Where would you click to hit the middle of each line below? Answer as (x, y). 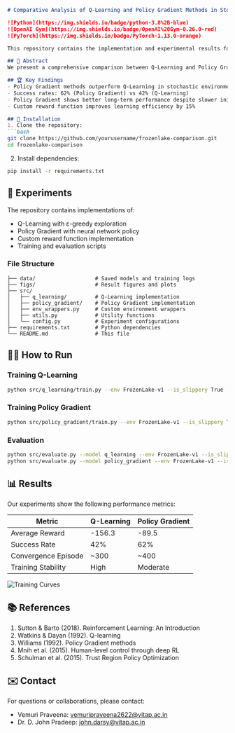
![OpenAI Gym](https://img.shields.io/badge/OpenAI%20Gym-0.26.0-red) (112, 29)
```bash (19, 132)
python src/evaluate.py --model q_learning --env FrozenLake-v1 (103, 454)
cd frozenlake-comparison (45, 145)
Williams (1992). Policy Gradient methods (77, 643)
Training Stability (38, 568)
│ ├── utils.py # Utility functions (81, 315)
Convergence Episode (47, 556)
